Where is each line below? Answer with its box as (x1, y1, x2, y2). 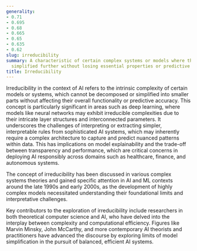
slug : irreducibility (6, 52, 59, 58)
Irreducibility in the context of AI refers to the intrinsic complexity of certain (6, 84, 188, 91)
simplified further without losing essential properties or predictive (11, 63, 191, 69)
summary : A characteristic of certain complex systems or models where (6, 57, 185, 63)
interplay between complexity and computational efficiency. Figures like (6, 219, 180, 226)
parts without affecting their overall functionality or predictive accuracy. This (6, 97, 191, 104)
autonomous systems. (6, 160, 60, 167)
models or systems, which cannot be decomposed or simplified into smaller (6, 91, 189, 98)
